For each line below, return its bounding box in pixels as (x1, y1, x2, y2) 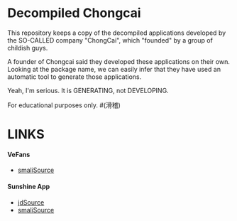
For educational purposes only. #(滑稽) (7, 101, 121, 109)
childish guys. (7, 43, 48, 52)
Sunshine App (7, 182, 50, 190)
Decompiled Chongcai (7, 5, 141, 21)
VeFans (7, 150, 31, 158)
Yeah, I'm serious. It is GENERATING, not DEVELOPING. (7, 86, 169, 95)
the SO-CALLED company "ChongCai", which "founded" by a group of (7, 36, 213, 44)
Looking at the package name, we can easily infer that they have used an (7, 65, 221, 73)
